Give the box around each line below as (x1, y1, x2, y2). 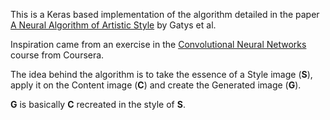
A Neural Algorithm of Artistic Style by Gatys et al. (10, 19, 217, 31)
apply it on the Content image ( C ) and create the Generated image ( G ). (10, 79, 302, 91)
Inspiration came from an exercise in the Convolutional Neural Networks (10, 39, 307, 50)
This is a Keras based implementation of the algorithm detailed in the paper (10, 9, 320, 20)
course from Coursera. (10, 49, 105, 61)
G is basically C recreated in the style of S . (10, 99, 186, 110)
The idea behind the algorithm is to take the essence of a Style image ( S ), (10, 69, 313, 80)
